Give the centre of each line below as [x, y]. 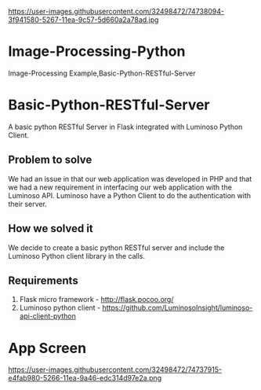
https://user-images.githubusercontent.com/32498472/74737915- [115, 370]
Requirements [43, 280]
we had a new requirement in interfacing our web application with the [120, 187]
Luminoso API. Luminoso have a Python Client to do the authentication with [129, 195]
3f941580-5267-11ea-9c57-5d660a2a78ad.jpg [83, 20]
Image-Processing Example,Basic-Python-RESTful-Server [102, 73]
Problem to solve [50, 160]
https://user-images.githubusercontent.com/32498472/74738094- [116, 11]
